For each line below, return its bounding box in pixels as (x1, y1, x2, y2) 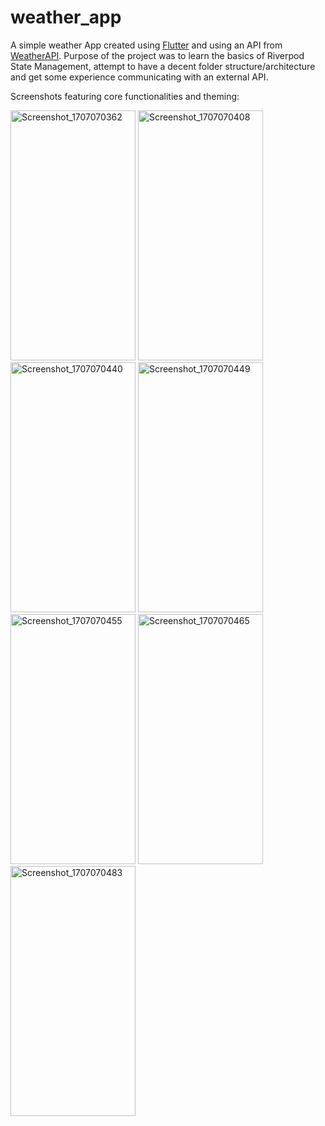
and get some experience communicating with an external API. (10, 71, 269, 83)
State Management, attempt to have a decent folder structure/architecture (10, 60, 316, 72)
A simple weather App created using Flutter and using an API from (10, 39, 283, 51)
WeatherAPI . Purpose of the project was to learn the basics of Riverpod (10, 49, 305, 61)
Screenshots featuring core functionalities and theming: (10, 90, 240, 102)
